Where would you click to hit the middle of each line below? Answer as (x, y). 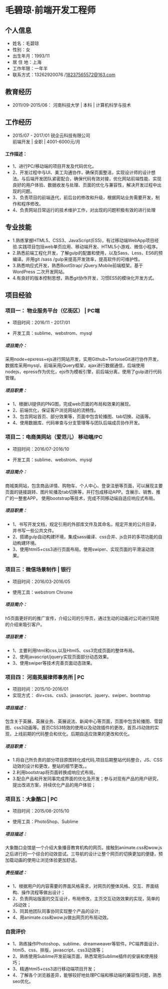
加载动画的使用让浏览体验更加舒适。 (42, 860)
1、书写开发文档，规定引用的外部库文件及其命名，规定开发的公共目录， (85, 524)
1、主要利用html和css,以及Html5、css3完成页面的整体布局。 (75, 650)
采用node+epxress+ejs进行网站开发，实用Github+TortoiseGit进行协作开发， (83, 359)
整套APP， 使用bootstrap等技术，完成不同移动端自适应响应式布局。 (88, 498)
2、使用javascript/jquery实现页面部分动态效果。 (62, 657)
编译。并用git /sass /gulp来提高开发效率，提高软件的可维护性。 (77, 259)
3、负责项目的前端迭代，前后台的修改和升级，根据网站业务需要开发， (84, 197)
